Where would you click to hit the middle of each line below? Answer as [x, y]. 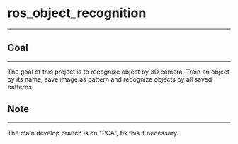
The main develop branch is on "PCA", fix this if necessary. [93, 133]
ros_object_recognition [77, 13]
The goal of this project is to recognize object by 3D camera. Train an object [119, 72]
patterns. [21, 87]
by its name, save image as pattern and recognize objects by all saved [110, 79]
